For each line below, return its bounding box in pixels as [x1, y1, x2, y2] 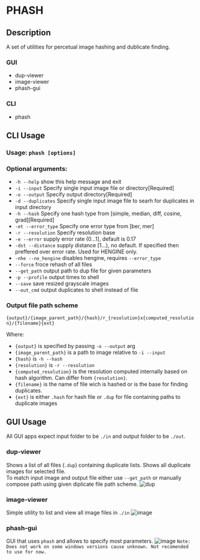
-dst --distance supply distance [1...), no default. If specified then [14, 242, 179, 249]
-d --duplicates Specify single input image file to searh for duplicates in [14, 197, 195, 204]
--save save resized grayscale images [14, 280, 109, 287]
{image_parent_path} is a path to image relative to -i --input [14, 349, 166, 356]
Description [6, 28, 51, 38]
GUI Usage [6, 417, 47, 427]
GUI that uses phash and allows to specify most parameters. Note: [6, 537, 191, 545]
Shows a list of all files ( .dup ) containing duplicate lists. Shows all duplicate [6, 461, 191, 468]
